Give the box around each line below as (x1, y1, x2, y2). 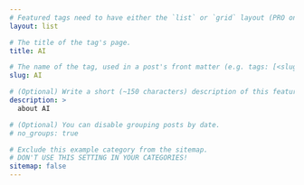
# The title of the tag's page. (9, 38, 131, 47)
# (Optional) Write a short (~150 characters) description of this (9, 88, 270, 97)
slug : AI (9, 71, 43, 80)
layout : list (9, 22, 59, 31)
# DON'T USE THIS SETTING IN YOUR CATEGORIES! (9, 153, 188, 162)
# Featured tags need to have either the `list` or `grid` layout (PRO (9, 13, 285, 23)
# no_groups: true (9, 128, 79, 138)
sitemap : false (9, 162, 67, 171)
